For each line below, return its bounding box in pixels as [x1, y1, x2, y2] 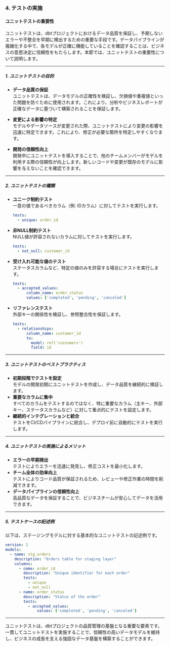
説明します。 [14, 56, 40, 62]
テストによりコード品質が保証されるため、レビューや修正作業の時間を [12, 476, 159, 482]
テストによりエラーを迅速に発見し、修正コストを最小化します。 [12, 463, 146, 470]
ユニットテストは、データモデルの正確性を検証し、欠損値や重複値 [12, 93, 150, 99]
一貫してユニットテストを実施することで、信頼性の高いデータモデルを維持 [5, 629, 160, 635]
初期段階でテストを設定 [12, 375, 62, 381]
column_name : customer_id [26, 331, 81, 336]
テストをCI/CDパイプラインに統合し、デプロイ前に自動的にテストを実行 [12, 419, 163, 425]
